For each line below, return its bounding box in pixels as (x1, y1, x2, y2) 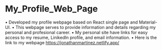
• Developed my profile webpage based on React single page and (5, 19, 138, 25)
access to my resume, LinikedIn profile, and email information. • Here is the (5, 35, 157, 40)
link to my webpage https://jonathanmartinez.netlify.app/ (5, 39, 119, 45)
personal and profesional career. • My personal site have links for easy (5, 29, 148, 35)
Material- (139, 19, 158, 25)
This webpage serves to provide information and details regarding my (15, 24, 156, 30)
